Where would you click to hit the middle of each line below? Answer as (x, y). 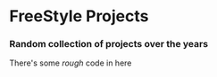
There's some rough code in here (71, 63)
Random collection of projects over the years (108, 44)
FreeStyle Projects (79, 16)
